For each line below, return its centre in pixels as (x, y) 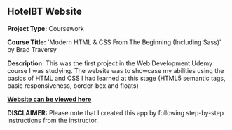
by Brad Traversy (32, 49)
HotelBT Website (45, 12)
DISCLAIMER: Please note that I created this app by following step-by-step (116, 112)
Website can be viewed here (49, 99)
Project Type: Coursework (46, 28)
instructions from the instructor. (53, 120)
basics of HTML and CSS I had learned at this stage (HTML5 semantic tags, (116, 78)
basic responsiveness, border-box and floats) (73, 85)
